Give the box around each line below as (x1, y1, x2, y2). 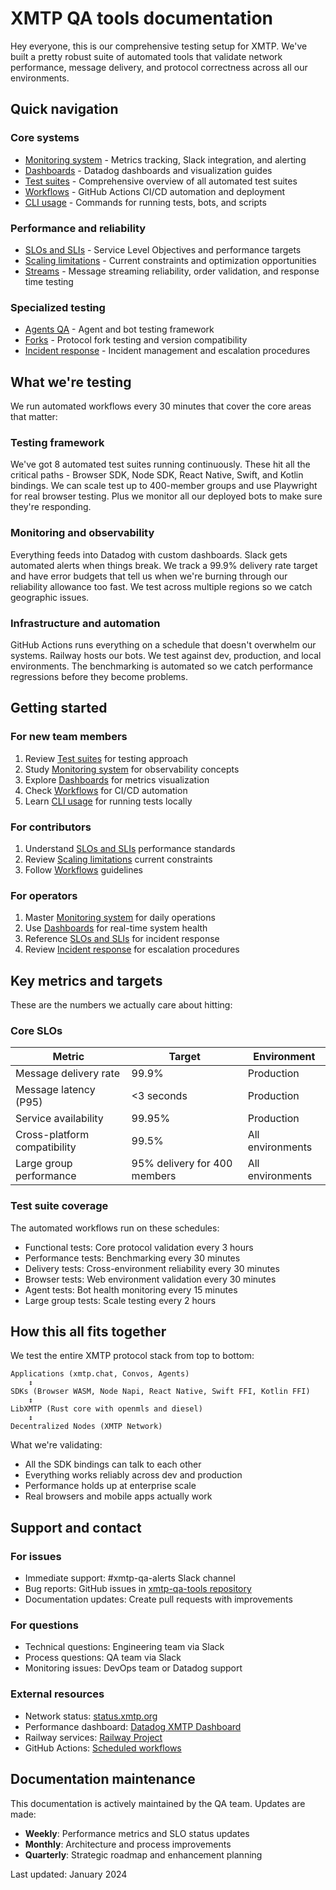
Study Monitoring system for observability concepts (24, 763, 240, 775)
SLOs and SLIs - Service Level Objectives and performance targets (24, 243, 302, 256)
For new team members (10, 730, 128, 744)
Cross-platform (15, 1128, 90, 1142)
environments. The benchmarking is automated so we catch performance (10, 660, 313, 672)
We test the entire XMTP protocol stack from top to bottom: (10, 1350, 255, 1362)
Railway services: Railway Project (24, 1731, 163, 1743)
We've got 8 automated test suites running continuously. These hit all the (10, 458, 311, 471)
